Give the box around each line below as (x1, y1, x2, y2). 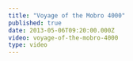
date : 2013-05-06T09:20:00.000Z (8, 26, 115, 34)
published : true (8, 19, 62, 27)
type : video (8, 41, 47, 49)
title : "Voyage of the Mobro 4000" (8, 11, 126, 20)
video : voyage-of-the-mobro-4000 (8, 33, 119, 42)
